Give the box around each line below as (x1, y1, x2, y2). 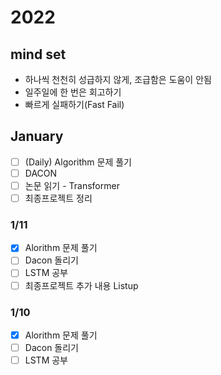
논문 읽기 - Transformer (24, 179, 120, 191)
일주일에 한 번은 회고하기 (24, 86, 122, 98)
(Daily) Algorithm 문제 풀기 (24, 156, 132, 168)
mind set (10, 46, 67, 63)
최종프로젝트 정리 (24, 192, 93, 204)
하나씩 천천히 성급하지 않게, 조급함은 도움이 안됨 (24, 74, 212, 85)
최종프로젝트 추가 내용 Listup (24, 279, 139, 291)
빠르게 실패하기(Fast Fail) (24, 99, 125, 110)
